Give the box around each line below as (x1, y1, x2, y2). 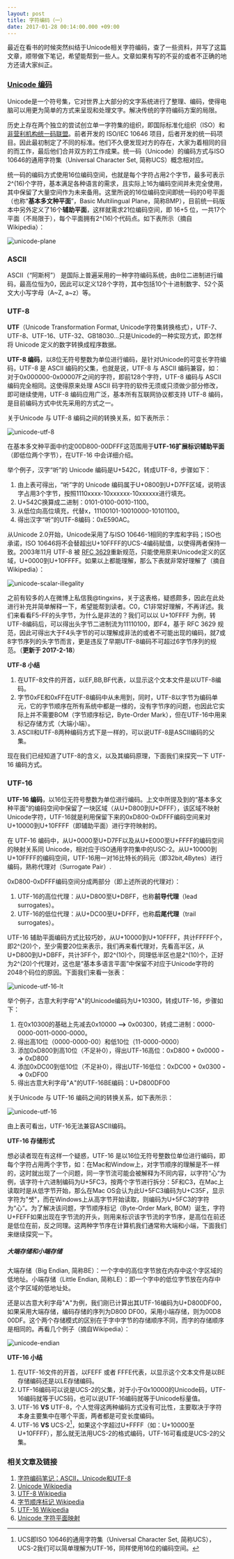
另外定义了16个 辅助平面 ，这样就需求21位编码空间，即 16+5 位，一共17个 (19, 205, 226, 214)
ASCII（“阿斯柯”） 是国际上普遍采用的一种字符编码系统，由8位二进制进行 (7, 270, 217, 279)
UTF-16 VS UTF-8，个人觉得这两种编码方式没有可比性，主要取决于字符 (17, 1403, 222, 1411)
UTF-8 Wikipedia (17, 1489, 67, 1498)
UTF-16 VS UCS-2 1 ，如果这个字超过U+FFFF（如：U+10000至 (17, 1419, 195, 1429)
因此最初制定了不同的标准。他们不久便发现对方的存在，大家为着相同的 (19, 138, 221, 147)
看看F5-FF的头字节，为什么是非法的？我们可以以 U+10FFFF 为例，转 (19, 611, 216, 620)
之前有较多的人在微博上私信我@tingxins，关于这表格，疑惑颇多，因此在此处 (7, 594, 225, 602)
